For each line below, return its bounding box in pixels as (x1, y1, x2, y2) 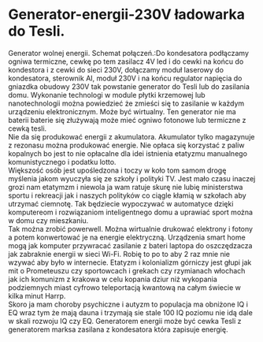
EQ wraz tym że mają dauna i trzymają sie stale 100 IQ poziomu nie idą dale (8, 307, 254, 317)
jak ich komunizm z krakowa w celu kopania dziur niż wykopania (8, 274, 218, 284)
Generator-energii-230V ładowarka (8, 6, 246, 24)
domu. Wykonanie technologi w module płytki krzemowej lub (8, 90, 206, 99)
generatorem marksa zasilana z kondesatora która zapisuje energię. (8, 325, 228, 334)
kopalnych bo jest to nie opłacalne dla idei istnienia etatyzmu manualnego (8, 148, 248, 158)
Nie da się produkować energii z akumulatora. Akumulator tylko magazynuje (8, 132, 255, 141)
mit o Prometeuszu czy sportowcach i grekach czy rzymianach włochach (8, 266, 246, 275)
